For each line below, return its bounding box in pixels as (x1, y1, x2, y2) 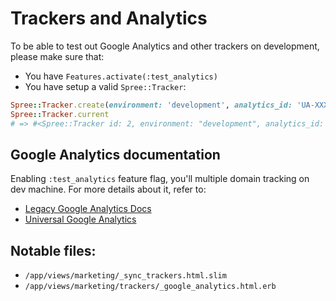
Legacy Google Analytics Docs (24, 203, 152, 215)
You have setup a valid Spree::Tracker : (24, 80, 187, 92)
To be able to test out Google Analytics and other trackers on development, (10, 40, 320, 52)
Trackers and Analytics (10, 7, 208, 30)
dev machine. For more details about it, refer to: (10, 183, 207, 196)
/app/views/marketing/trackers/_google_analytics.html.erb (24, 282, 277, 292)
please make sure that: (10, 50, 105, 62)
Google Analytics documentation (10, 146, 221, 163)
